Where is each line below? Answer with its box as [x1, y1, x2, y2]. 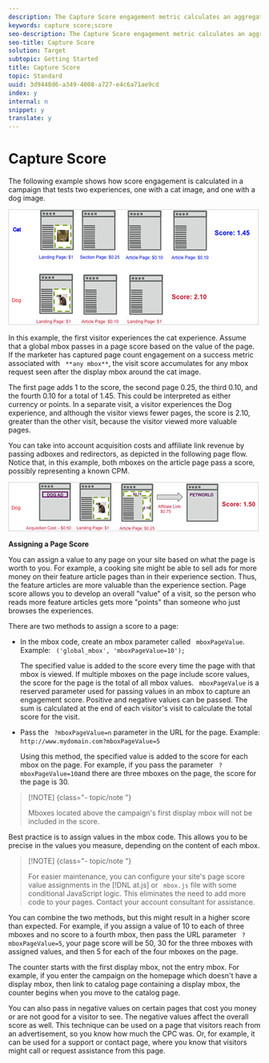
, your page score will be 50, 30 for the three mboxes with [62, 938, 254, 948]
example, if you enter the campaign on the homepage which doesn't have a [8, 971, 258, 980]
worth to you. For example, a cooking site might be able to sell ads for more [8, 563, 258, 573]
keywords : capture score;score [8, 21, 113, 30]
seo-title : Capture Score [8, 38, 94, 46]
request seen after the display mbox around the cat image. [8, 367, 202, 376]
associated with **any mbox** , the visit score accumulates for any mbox [8, 359, 249, 368]
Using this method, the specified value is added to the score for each [19, 751, 248, 761]
